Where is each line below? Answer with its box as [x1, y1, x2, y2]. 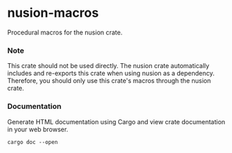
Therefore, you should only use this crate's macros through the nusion [7, 76, 211, 85]
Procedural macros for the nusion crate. [7, 28, 123, 36]
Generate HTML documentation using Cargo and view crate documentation [7, 117, 226, 126]
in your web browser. [7, 125, 69, 133]
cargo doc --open [7, 138, 58, 145]
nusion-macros [7, 5, 99, 21]
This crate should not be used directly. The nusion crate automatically [7, 62, 210, 70]
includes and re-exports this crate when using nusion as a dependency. [7, 69, 215, 78]
